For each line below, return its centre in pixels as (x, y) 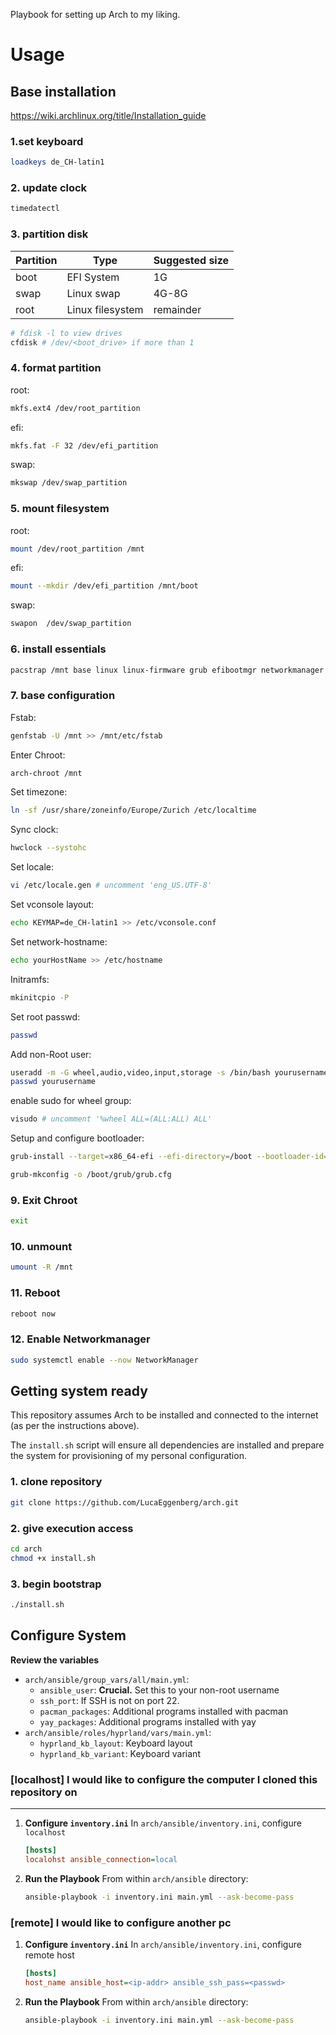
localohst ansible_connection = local (101, 1859)
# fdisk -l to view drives (66, 333)
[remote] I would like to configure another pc (121, 1922)
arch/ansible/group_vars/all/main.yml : (107, 1679)
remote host (49, 1955)
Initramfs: (30, 979)
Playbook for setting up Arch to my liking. (95, 14)
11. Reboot (35, 1293)
